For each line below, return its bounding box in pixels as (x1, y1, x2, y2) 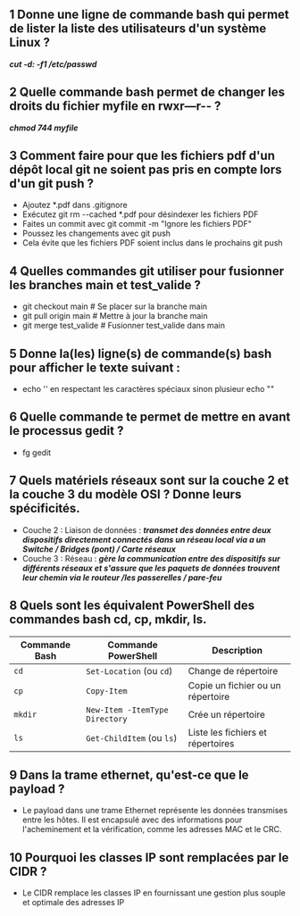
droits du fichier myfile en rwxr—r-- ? (9, 98, 221, 114)
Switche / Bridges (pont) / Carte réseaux (21, 544, 177, 554)
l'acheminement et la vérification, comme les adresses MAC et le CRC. (21, 824, 283, 835)
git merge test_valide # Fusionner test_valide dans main (21, 321, 226, 331)
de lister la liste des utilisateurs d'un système (9, 21, 267, 37)
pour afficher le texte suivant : (9, 360, 181, 375)
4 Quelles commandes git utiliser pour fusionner (9, 263, 284, 279)
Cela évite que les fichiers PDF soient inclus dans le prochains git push (21, 237, 283, 248)
